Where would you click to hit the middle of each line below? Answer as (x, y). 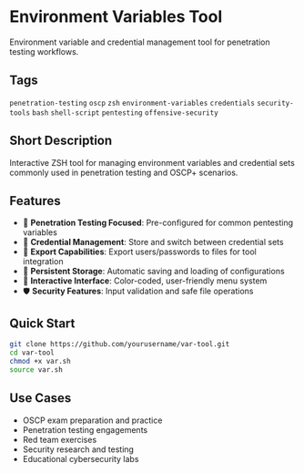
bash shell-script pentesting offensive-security (125, 113)
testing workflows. (44, 51)
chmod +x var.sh (40, 361)
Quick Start (42, 323)
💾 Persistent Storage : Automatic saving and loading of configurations (153, 272)
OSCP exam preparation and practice (92, 420)
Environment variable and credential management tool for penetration (140, 42)
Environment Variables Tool (116, 17)
